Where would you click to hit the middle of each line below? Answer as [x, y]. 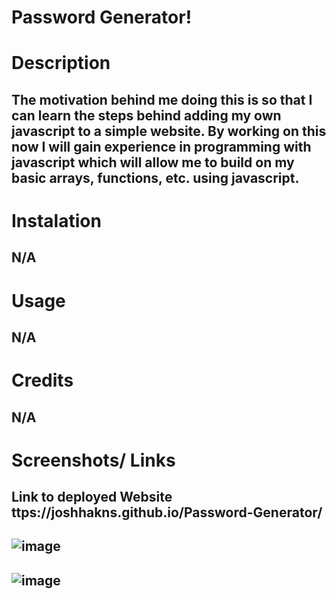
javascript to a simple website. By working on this [169, 131]
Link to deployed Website [92, 497]
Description [61, 63]
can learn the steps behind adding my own [146, 115]
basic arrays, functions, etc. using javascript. [155, 177]
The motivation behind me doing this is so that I [162, 99]
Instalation [56, 220]
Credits [42, 380]
